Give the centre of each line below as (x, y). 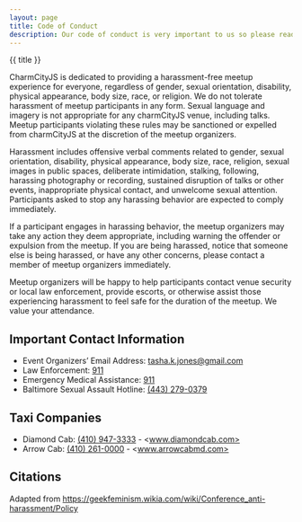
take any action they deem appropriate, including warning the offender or (145, 236)
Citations (36, 477)
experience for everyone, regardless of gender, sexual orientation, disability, (151, 87)
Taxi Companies (55, 417)
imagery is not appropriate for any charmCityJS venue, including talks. (140, 115)
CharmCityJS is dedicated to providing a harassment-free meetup (131, 77)
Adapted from (35, 499)
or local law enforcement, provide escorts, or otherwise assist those (135, 292)
